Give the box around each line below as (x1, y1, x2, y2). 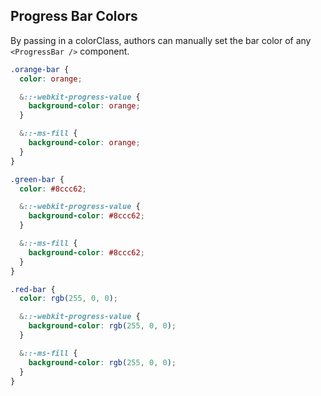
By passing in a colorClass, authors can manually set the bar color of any (10, 34, 312, 46)
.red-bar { (10, 284, 56, 294)
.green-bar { (10, 174, 65, 184)
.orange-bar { (10, 64, 70, 74)
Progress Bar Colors (10, 8, 138, 25)
